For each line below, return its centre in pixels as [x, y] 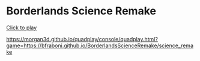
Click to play [22, 28]
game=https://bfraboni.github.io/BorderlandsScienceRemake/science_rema [100, 45]
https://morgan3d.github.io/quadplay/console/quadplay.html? [82, 39]
